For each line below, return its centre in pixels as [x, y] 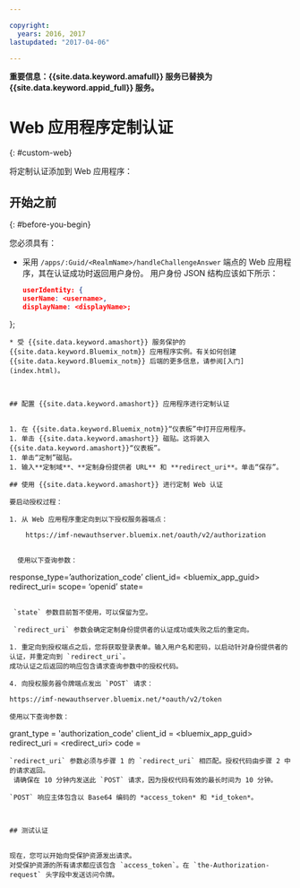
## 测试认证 [29, 831]
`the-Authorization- [231, 865]
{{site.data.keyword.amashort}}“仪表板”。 [87, 448]
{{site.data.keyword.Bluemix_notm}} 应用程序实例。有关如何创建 [123, 352]
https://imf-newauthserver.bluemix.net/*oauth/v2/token [116, 699]
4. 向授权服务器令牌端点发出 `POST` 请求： [81, 683]
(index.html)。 [37, 370]
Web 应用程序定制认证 [91, 127]
